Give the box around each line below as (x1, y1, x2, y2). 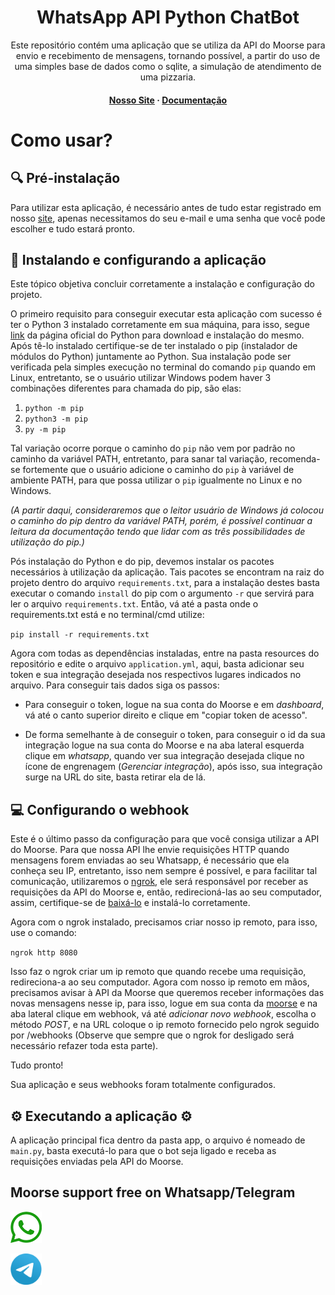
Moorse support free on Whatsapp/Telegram (10, 1184, 296, 1201)
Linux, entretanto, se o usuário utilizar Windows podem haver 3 (10, 372, 272, 384)
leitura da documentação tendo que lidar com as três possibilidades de (10, 526, 306, 538)
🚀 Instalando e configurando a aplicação (10, 251, 267, 268)
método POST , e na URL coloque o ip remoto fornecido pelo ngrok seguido (10, 1019, 320, 1031)
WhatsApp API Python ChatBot (36, 6, 300, 29)
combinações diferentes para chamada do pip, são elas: (10, 382, 242, 395)
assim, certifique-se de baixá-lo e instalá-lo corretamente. (10, 897, 251, 909)
